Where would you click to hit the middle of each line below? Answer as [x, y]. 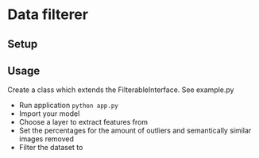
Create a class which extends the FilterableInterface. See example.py [121, 90]
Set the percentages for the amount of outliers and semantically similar [135, 131]
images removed [46, 139]
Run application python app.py [68, 106]
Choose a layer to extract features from [83, 122]
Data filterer [48, 15]
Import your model [49, 114]
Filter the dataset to [51, 148]
